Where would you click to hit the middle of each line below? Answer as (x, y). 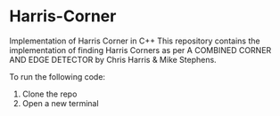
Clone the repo (49, 94)
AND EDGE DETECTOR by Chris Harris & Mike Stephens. (113, 59)
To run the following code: (57, 76)
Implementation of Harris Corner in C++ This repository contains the (135, 41)
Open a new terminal (61, 103)
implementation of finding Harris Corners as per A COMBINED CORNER (140, 50)
